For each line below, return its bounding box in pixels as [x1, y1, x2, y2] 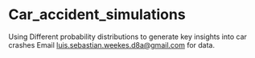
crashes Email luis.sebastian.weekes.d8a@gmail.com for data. [8, 40, 216, 49]
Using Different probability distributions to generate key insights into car [8, 32, 248, 41]
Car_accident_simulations [8, 6, 187, 24]
